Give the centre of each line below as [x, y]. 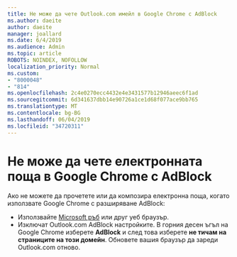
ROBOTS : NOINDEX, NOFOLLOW [47, 60]
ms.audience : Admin [36, 47]
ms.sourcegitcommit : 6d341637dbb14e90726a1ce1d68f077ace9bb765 [103, 100]
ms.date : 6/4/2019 [34, 40]
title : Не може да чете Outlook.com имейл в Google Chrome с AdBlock [112, 14]
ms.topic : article [34, 54]
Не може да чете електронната [105, 161]
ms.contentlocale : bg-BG [44, 113]
